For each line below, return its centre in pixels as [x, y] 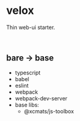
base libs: [27, 105]
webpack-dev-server [41, 98]
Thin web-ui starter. [31, 27]
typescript [28, 73]
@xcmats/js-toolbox [49, 111]
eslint [22, 85]
